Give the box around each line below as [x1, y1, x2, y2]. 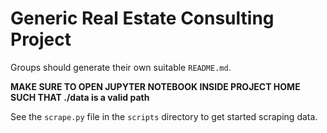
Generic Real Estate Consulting [10, 7, 275, 30]
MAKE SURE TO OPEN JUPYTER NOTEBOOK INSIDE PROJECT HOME [10, 80, 301, 92]
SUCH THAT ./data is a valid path [10, 91, 150, 103]
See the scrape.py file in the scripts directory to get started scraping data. [10, 110, 318, 122]
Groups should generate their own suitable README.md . [10, 61, 232, 73]
